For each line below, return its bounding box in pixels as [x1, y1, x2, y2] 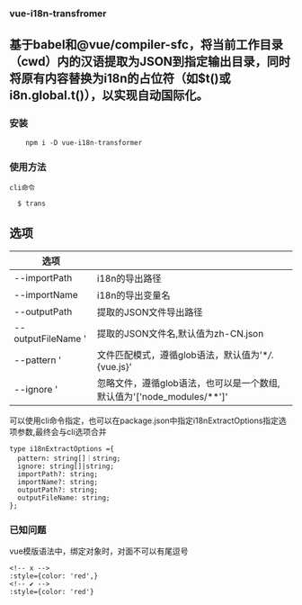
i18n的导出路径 [97, 272, 162, 284]
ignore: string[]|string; [17, 462, 115, 471]
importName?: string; [17, 477, 99, 486]
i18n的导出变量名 [97, 289, 171, 302]
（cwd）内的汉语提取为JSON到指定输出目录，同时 [9, 54, 291, 69]
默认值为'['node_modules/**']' [97, 390, 228, 402]
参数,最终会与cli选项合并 [16, 426, 107, 437]
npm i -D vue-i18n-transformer [25, 138, 143, 147]
